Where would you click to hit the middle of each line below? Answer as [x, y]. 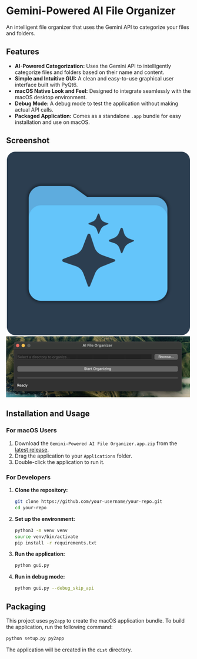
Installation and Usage [48, 414]
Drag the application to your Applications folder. [73, 456]
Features [23, 52]
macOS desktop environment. [51, 97]
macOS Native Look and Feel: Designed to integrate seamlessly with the [103, 91]
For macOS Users [31, 431]
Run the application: [40, 554]
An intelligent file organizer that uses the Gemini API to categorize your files [98, 27]
